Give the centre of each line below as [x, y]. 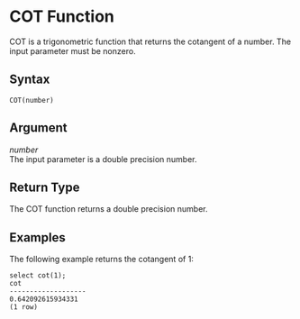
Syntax [30, 80]
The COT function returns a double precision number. [109, 209]
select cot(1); [38, 276]
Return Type [45, 187]
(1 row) [24, 307]
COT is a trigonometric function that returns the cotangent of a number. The [150, 41]
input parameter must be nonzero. [73, 50]
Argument [38, 128]
